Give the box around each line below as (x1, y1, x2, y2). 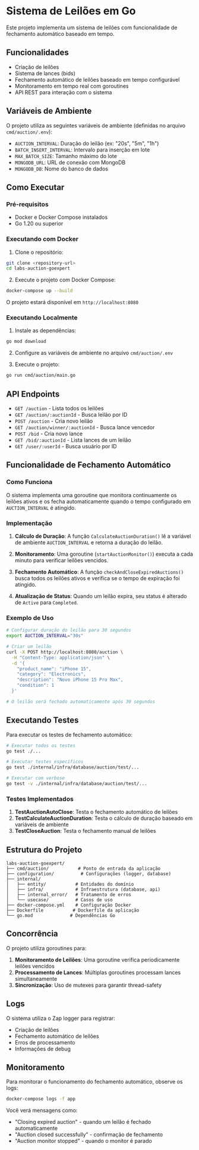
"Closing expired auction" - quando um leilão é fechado (14, 1118, 151, 1126)
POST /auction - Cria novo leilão (14, 417, 93, 424)
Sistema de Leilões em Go (6, 4, 136, 18)
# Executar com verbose (6, 775, 65, 782)
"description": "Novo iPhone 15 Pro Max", (17, 677, 124, 683)
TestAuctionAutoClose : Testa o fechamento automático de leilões (14, 808, 178, 816)
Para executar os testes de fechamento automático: (6, 731, 132, 738)
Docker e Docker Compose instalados (14, 213, 108, 221)
